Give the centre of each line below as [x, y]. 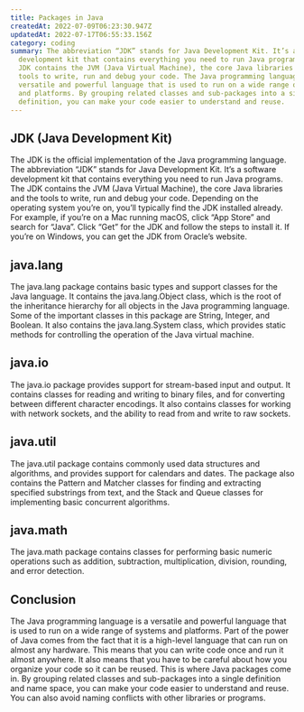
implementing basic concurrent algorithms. [90, 502]
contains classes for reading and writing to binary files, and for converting [147, 394]
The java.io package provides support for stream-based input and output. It [151, 384]
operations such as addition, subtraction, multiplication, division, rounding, [149, 561]
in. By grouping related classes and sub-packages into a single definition [146, 679]
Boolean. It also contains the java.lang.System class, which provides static [148, 325]
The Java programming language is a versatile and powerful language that [148, 621]
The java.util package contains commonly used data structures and [135, 463]
